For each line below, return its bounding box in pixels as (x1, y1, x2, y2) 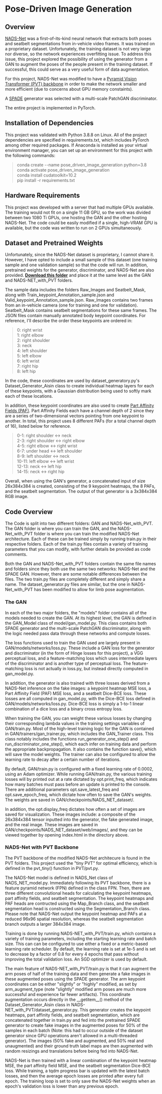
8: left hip (16, 369, 36, 374)
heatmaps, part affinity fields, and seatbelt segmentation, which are (5, 1012, 140, 1018)
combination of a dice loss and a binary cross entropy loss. (5, 706, 123, 711)
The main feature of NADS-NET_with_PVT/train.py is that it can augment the (5, 965, 156, 971)
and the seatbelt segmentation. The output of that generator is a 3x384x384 (5, 488, 157, 494)
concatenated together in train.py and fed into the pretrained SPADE (5, 1017, 141, 1023)
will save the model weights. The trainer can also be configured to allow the (5, 751, 156, 757)
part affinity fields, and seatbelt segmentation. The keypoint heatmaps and (5, 895, 154, 901)
